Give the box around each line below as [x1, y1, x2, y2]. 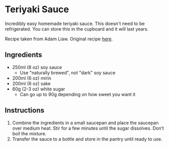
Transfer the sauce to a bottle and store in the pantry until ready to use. [12, 136, 163, 142]
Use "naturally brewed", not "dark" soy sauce [19, 69, 116, 76]
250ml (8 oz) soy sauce [12, 64, 62, 70]
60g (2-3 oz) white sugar [12, 86, 65, 92]
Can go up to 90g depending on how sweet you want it [19, 91, 136, 97]
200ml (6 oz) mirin [12, 75, 52, 81]
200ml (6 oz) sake [12, 80, 51, 86]
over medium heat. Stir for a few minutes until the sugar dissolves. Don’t [12, 125, 164, 131]
